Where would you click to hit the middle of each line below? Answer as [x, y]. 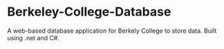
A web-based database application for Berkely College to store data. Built [112, 31]
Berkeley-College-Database [89, 12]
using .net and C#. [34, 37]
